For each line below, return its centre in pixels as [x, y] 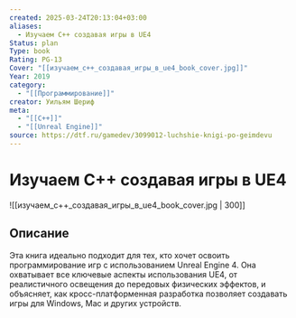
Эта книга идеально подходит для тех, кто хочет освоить [120, 255]
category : [28, 85]
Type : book [30, 51]
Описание [39, 234]
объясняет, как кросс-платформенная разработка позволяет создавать [148, 294]
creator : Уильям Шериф [52, 102]
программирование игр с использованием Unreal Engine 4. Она [133, 265]
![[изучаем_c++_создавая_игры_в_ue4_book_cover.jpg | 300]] [127, 205]
